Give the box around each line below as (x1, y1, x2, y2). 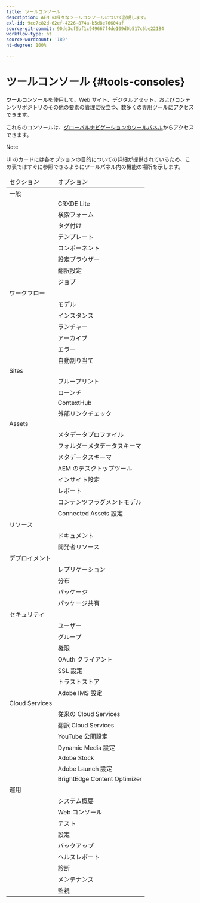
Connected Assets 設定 (57, 509, 124, 517)
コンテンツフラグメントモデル (57, 498, 142, 506)
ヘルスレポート (57, 853, 100, 861)
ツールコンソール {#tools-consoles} (6, 75, 186, 89)
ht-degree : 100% (6, 43, 47, 49)
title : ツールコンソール (6, 8, 61, 15)
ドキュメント (57, 531, 94, 540)
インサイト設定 (57, 475, 100, 484)
